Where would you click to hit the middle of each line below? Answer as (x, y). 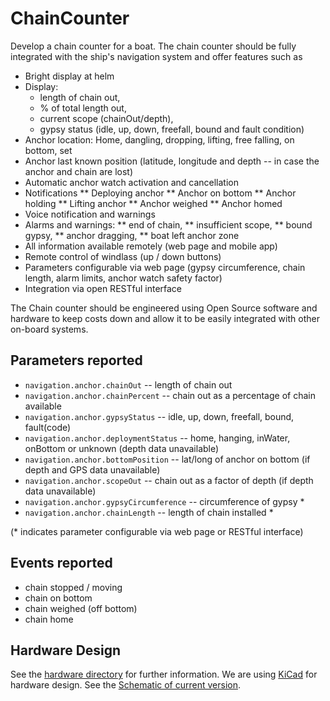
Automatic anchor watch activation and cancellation (132, 182)
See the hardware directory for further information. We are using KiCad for (164, 674)
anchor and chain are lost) (79, 171)
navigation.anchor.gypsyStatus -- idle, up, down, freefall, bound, (159, 416)
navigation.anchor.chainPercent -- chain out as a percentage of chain (170, 395)
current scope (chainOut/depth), (106, 118)
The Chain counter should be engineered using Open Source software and (164, 308)
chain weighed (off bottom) (81, 608)
